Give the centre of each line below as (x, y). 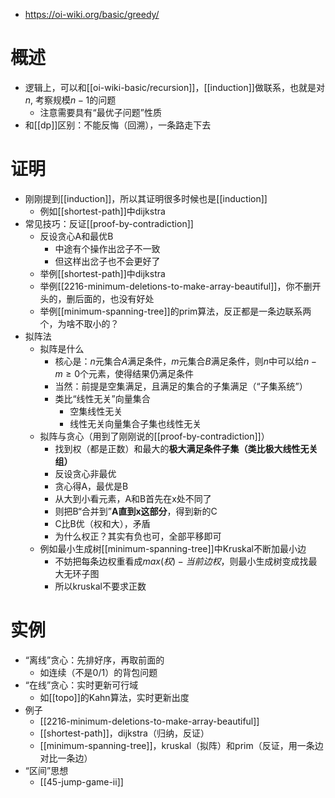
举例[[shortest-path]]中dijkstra (102, 273)
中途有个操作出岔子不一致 (107, 248)
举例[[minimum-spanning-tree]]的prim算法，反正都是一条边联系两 (175, 311)
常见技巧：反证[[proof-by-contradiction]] (109, 223)
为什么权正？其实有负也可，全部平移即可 (138, 536)
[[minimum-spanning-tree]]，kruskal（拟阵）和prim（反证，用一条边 (181, 745)
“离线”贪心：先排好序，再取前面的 (94, 660)
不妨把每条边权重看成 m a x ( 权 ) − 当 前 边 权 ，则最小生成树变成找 (181, 561)
